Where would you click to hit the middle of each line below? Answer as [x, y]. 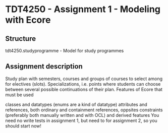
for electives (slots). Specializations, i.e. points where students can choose [83, 84]
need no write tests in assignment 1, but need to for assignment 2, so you [81, 120]
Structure [21, 39]
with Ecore [28, 20]
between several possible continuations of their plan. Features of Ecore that [84, 89]
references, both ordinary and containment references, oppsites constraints [84, 110]
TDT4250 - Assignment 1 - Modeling [83, 9]
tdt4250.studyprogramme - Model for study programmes [65, 51]
